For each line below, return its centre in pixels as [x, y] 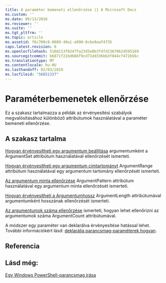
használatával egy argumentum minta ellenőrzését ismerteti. [67, 186]
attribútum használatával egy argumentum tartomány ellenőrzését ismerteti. [83, 171]
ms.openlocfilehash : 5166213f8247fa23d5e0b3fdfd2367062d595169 [72, 51]
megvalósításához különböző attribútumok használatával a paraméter [76, 118]
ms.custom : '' [20, 14]
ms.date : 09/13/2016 [27, 19]
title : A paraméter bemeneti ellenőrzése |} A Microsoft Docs [71, 10]
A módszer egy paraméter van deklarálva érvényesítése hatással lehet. [78, 225]
